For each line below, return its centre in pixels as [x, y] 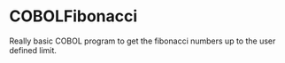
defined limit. [33, 50]
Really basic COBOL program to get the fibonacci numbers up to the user [142, 41]
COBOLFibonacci [73, 16]
